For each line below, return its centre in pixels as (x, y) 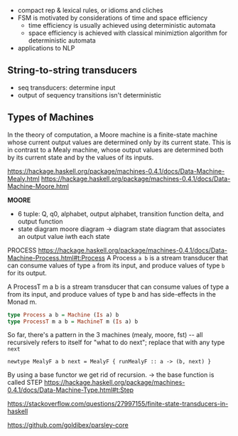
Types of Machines (51, 118)
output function (40, 221)
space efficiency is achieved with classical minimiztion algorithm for (128, 33)
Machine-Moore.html (38, 186)
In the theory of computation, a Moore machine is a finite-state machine (113, 134)
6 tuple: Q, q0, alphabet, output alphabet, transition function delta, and (120, 213)
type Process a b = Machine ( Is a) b (63, 315)
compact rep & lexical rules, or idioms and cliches (90, 10)
